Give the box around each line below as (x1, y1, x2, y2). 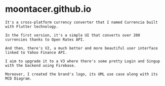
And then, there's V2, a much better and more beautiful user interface (5, 45, 158, 50)
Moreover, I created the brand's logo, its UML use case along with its (5, 72, 158, 77)
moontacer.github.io (5, 3, 91, 15)
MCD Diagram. (5, 76, 32, 81)
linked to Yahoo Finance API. (5, 50, 68, 55)
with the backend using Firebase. (5, 63, 77, 68)
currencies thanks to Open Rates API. (5, 37, 85, 42)
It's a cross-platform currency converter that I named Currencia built (5, 20, 158, 25)
